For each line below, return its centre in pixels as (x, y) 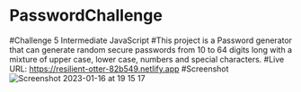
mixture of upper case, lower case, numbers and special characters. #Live (147, 59)
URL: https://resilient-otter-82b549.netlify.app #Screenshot (119, 69)
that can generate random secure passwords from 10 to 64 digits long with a (151, 49)
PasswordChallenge (86, 16)
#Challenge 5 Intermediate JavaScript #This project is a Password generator (151, 40)
